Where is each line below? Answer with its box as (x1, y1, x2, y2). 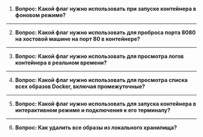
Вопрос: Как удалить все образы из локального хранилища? (14, 124, 177, 131)
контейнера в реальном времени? (14, 59, 107, 66)
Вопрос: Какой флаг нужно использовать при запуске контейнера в (14, 5, 196, 12)
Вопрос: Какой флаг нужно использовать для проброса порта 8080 (14, 29, 196, 36)
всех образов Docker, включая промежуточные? (14, 83, 146, 90)
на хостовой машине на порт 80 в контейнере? (14, 36, 141, 42)
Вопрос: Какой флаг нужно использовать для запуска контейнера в (14, 100, 196, 107)
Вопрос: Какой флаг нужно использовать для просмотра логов (14, 53, 184, 60)
